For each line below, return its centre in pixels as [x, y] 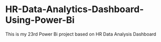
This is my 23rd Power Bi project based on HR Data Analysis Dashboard [81, 34]
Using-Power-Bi [40, 20]
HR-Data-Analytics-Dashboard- [75, 9]
